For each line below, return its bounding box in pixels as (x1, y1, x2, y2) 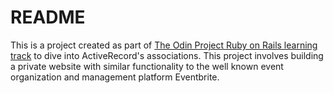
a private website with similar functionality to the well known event (10, 60, 284, 72)
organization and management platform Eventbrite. (10, 71, 220, 83)
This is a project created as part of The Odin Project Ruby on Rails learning (10, 39, 318, 51)
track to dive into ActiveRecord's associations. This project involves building (10, 49, 324, 61)
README (10, 6, 86, 29)
